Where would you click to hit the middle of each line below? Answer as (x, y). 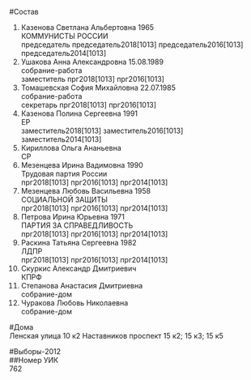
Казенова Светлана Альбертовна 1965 (87, 27)
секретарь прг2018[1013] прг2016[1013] (89, 105)
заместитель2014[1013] (61, 139)
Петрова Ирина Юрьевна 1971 (72, 217)
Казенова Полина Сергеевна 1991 (79, 113)
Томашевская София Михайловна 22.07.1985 (98, 88)
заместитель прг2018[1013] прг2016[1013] (93, 79)
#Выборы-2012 (35, 351)
